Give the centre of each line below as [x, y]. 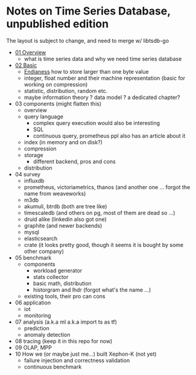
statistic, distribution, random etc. [66, 91]
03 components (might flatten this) [58, 103]
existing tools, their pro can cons [65, 296]
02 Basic [26, 65]
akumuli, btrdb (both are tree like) [65, 206]
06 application [33, 303]
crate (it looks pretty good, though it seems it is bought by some [104, 245]
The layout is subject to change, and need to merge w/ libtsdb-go [88, 40]
